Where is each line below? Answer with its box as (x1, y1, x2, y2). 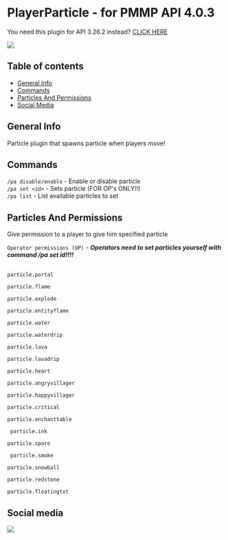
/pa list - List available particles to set (7, 191, 119, 200)
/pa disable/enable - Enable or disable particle (7, 177, 141, 185)
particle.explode (7, 295, 57, 302)
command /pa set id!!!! (7, 251, 74, 259)
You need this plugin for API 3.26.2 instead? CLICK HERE (7, 28, 168, 36)
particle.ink (10, 428, 48, 435)
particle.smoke (10, 453, 54, 459)
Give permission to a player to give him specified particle (7, 230, 168, 238)
